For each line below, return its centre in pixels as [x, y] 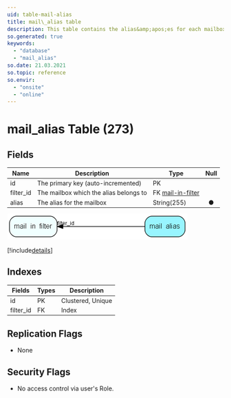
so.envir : [21, 80]
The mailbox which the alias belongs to [92, 193]
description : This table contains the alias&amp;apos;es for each [104, 29]
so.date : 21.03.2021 [37, 65]
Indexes [25, 272]
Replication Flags [45, 334]
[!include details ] [30, 250]
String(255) [170, 202]
